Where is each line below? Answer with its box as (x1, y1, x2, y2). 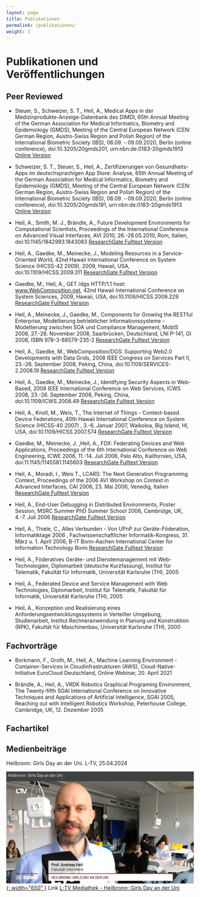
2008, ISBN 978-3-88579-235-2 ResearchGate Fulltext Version (14, 336, 170, 343)
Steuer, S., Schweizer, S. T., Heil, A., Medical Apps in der (14, 107, 154, 115)
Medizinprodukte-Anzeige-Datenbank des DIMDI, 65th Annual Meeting (14, 113, 189, 121)
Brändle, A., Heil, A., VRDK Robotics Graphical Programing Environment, (14, 681, 192, 688)
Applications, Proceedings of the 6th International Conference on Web (14, 446, 187, 453)
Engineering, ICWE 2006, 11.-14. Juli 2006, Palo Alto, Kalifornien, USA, (14, 453, 187, 460)
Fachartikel (6, 723, 49, 734)
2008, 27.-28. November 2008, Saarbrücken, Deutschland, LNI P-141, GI (14, 330, 192, 337)
